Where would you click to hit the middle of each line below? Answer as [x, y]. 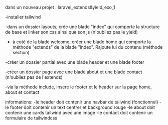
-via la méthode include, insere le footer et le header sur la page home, [78, 87]
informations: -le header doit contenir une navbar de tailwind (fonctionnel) [82, 102]
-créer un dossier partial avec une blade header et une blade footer [75, 62]
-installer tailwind [23, 17]
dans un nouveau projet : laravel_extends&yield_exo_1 [60, 7]
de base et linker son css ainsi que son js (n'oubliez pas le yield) [71, 32]
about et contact [22, 92]
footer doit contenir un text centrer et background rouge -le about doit [82, 107]
